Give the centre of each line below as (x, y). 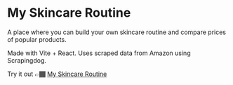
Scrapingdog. (27, 60)
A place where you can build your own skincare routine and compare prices (117, 32)
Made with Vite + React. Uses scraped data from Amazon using (99, 53)
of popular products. (37, 39)
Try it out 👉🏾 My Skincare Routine (57, 74)
